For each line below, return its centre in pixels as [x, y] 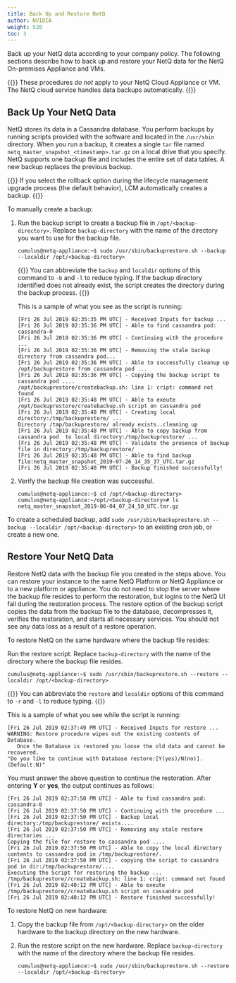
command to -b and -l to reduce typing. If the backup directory [110, 278]
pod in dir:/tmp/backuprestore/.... [61, 866]
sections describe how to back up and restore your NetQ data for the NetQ [116, 62]
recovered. [23, 752]
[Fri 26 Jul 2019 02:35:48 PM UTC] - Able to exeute [97, 400]
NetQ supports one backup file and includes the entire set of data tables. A [116, 159]
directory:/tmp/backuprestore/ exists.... [70, 823]
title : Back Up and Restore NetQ [56, 14]
